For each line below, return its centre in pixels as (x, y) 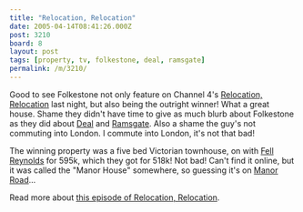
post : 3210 (30, 35)
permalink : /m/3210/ (49, 69)
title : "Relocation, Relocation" (73, 18)
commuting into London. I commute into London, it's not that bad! (132, 133)
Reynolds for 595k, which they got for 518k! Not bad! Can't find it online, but (152, 160)
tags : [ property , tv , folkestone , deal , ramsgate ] (107, 60)
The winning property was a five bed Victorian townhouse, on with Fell (142, 150)
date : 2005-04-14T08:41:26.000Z (71, 26)
